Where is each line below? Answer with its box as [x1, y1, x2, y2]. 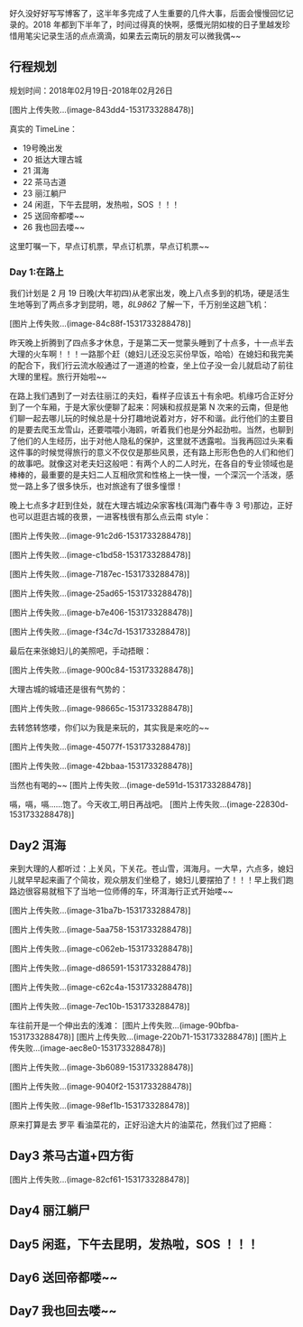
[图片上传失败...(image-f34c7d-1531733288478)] [9, 626, 191, 637]
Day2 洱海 [9, 838, 66, 853]
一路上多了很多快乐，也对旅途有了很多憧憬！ [16, 481, 183, 492]
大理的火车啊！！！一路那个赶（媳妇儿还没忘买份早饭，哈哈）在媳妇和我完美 [9, 348, 294, 359]
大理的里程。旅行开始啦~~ [9, 371, 107, 382]
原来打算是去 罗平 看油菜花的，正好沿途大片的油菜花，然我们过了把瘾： [9, 1118, 275, 1130]
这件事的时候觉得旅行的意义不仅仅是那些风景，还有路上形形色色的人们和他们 [9, 447, 294, 458]
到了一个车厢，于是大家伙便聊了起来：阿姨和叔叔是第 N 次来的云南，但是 [9, 402, 281, 413]
